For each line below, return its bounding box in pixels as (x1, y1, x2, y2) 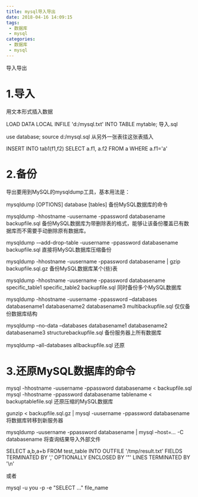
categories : (6, 36, 35, 42)
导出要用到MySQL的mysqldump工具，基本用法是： (6, 188, 131, 195)
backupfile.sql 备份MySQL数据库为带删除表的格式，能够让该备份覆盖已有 (6, 220, 184, 227)
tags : (6, 20, 20, 25)
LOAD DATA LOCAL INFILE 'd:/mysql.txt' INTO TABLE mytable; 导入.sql (6, 120, 178, 127)
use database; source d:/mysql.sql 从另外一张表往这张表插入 (6, 133, 154, 140)
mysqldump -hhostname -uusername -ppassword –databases (6, 296, 158, 303)
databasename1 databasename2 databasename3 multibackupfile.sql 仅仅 (6, 303, 185, 310)
